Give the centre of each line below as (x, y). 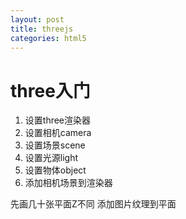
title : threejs (42, 29)
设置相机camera (58, 133)
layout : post (37, 19)
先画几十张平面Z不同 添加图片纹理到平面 (93, 204)
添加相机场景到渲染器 (68, 183)
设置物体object (55, 170)
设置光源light (51, 158)
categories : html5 (48, 38)
